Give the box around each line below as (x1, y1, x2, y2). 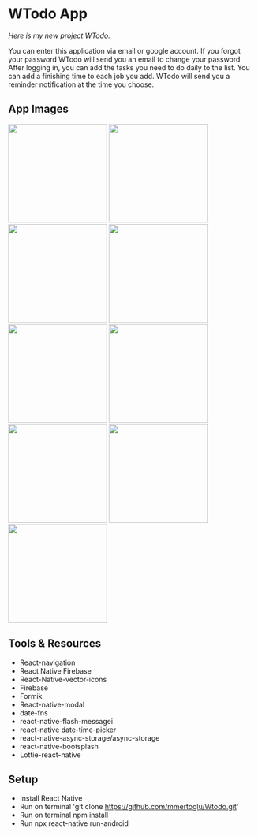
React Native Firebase (19, 666, 92, 675)
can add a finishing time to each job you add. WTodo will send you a (8, 71, 230, 80)
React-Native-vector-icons (19, 674, 107, 684)
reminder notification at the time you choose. (8, 80, 155, 89)
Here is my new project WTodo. (8, 31, 110, 40)
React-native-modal (19, 700, 85, 709)
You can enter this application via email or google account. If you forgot (8, 46, 241, 55)
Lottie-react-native (19, 750, 81, 759)
